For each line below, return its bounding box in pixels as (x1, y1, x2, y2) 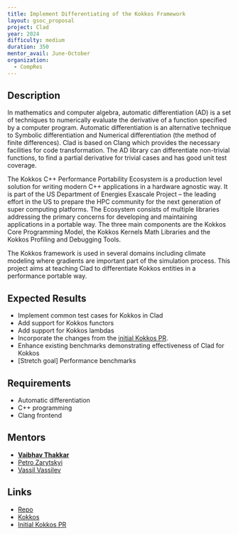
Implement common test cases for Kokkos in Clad (17, 311, 163, 320)
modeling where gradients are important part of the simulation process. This (7, 256, 231, 265)
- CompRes (13, 63, 43, 70)
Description (7, 90, 60, 102)
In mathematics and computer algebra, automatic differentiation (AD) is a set (7, 108, 232, 117)
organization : (7, 57, 50, 64)
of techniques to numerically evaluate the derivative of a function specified (7, 116, 227, 124)
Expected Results (7, 292, 87, 304)
